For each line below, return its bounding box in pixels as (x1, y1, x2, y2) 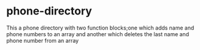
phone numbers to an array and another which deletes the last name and (6, 30, 189, 37)
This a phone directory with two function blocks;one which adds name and (6, 24, 195, 31)
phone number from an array (6, 37, 79, 44)
